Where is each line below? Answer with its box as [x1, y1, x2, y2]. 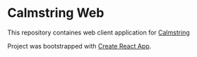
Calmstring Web [7, 5, 105, 21]
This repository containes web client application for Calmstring [7, 28, 191, 37]
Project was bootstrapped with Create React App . [7, 42, 152, 50]
